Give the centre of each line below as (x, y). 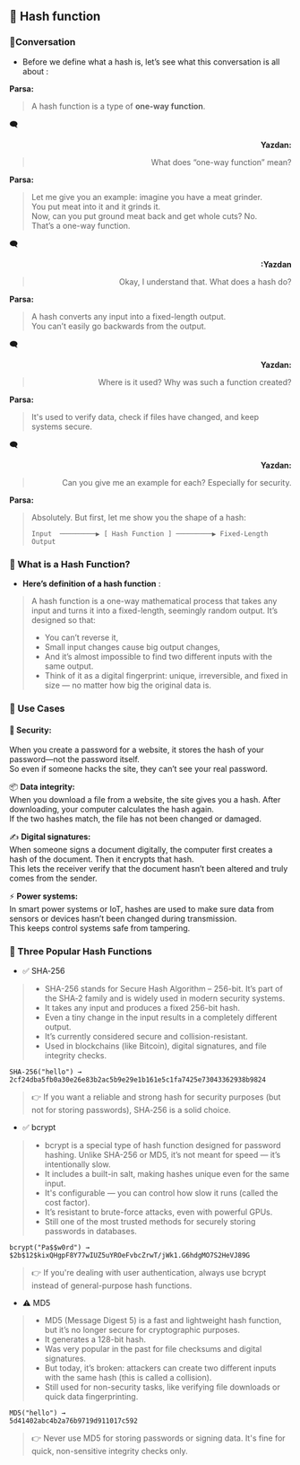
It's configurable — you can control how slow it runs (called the (161, 1193)
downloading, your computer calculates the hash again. (112, 810)
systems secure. (61, 426)
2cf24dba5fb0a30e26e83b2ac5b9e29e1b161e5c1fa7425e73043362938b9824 (138, 1080)
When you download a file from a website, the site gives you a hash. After (145, 800)
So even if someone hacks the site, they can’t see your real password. (139, 769)
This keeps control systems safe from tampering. (100, 928)
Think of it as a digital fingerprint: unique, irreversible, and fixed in (166, 675)
